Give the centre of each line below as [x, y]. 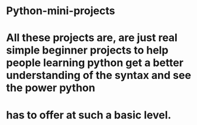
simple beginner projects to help [87, 50]
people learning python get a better [95, 63]
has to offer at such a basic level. [89, 115]
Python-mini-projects [61, 11]
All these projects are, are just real [92, 38]
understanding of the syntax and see [98, 75]
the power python [51, 88]
